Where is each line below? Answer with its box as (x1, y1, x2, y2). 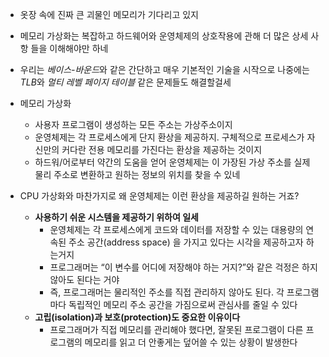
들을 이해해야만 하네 (30, 43, 109, 54)
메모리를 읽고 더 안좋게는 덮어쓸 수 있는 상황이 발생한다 (84, 336, 298, 348)
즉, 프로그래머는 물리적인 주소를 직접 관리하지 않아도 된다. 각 (49, 286, 285, 298)
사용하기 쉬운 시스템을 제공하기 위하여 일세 (34, 211, 199, 223)
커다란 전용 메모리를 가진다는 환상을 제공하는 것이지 (61, 144, 263, 155)
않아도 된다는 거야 (49, 274, 120, 285)
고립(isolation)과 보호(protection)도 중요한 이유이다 (34, 311, 241, 323)
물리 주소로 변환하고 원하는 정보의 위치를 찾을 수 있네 (34, 169, 241, 180)
